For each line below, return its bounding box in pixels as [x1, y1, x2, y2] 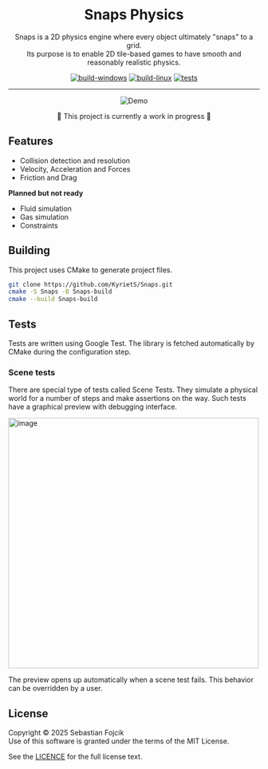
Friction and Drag [19, 172, 77, 182]
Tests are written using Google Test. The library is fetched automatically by [8, 339, 255, 348]
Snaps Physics [84, 6, 184, 24]
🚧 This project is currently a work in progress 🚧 [57, 111, 211, 121]
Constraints [19, 220, 58, 230]
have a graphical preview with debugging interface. [8, 402, 178, 412]
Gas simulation [19, 212, 69, 221]
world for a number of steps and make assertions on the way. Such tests [8, 394, 247, 403]
